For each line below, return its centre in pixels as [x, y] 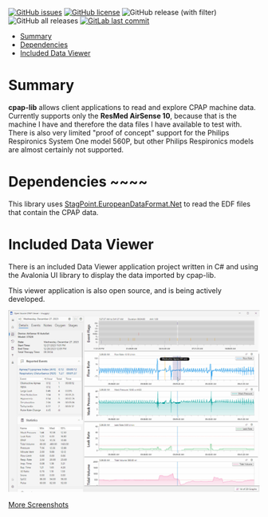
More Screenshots [39, 504]
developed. [27, 299]
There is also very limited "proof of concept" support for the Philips [119, 132]
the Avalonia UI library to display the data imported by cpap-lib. [112, 275]
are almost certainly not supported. [66, 149]
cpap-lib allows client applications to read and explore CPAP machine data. [132, 107]
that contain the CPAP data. [53, 212]
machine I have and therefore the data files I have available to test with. [125, 124]
